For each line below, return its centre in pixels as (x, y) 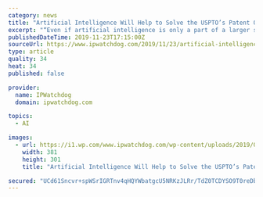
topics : (21, 116)
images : (21, 138)
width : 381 (40, 152)
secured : (22, 181)
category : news (33, 15)
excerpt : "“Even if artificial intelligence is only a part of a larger (129, 30)
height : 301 (41, 159)
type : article (31, 52)
